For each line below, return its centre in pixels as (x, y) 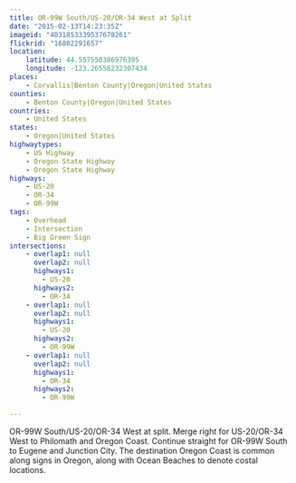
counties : (28, 94)
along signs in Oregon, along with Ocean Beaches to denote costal (134, 460)
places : (24, 77)
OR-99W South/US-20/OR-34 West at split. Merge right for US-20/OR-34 (146, 431)
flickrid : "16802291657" (56, 43)
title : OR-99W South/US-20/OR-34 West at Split (101, 18)
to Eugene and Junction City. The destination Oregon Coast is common (142, 451)
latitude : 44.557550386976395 (83, 60)
